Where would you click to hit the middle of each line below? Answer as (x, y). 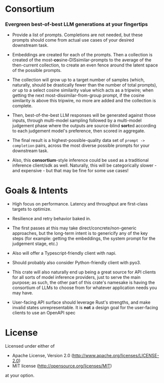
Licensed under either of (30, 346)
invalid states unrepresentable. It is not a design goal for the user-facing (85, 308)
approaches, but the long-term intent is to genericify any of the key (80, 233)
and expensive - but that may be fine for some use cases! (70, 171)
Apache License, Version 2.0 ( (43, 356)
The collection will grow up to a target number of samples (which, (78, 80)
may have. (23, 293)
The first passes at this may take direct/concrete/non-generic (74, 228)
